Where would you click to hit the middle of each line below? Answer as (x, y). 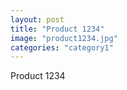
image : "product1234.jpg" (64, 38)
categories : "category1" (62, 47)
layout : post (37, 19)
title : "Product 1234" (57, 29)
